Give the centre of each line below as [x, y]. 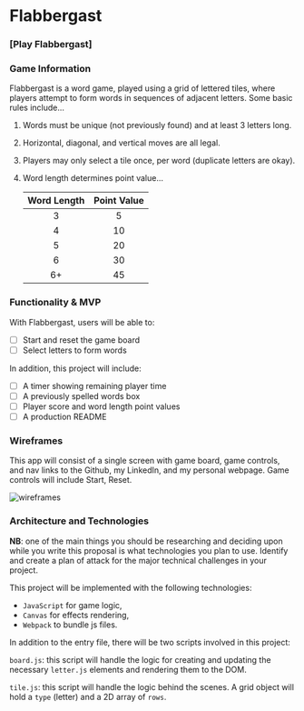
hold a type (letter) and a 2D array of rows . [88, 696]
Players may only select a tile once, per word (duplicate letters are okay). [159, 161]
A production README [64, 417]
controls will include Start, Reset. [71, 480]
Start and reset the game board [81, 340]
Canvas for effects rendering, [76, 615]
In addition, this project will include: [76, 368]
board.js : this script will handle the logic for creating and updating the [140, 659]
